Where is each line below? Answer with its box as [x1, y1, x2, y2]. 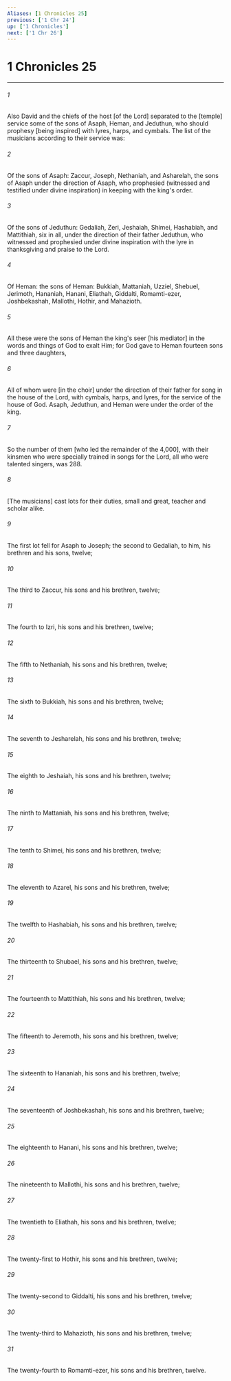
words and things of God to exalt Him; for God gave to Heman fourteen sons [7, 341, 223, 350]
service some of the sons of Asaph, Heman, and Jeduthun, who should [7, 119, 208, 128]
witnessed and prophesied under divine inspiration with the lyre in [7, 237, 194, 246]
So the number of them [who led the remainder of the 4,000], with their [7, 445, 209, 453]
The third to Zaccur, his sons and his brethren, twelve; [7, 586, 160, 594]
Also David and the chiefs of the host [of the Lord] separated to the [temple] [7, 112, 223, 121]
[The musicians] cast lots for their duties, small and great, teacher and [7, 497, 206, 505]
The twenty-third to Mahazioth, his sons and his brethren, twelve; [7, 1329, 192, 1338]
